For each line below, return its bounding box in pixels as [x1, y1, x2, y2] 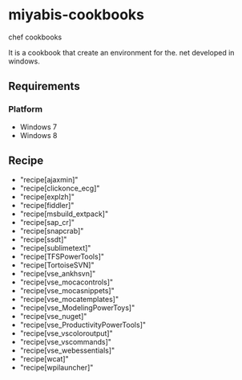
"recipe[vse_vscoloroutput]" [19, 329, 114, 338]
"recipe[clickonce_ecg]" [19, 183, 100, 194]
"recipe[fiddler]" [19, 201, 75, 210]
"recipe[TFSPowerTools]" [19, 251, 105, 262]
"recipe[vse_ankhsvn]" [19, 269, 96, 279]
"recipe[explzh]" [19, 192, 75, 202]
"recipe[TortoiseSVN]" [19, 260, 95, 270]
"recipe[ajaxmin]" [19, 175, 79, 185]
